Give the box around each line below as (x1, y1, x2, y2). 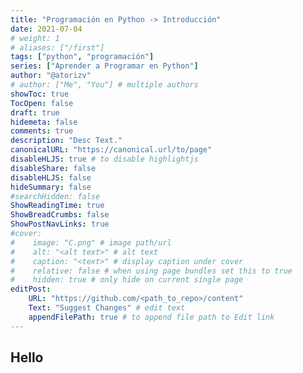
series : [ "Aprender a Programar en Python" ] (10, 61, 199, 71)
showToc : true (10, 89, 70, 99)
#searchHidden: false (10, 191, 101, 201)
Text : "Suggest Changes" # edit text (28, 303, 186, 313)
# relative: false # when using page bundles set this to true (10, 266, 293, 276)
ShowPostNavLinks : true (10, 219, 110, 230)
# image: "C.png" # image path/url (10, 237, 172, 248)
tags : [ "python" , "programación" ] (10, 52, 155, 62)
